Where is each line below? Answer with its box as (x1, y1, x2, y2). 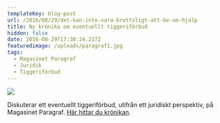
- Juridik (13, 62, 42, 69)
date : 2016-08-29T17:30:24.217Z (7, 36, 101, 43)
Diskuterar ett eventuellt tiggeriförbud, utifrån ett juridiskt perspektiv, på (7, 100, 214, 108)
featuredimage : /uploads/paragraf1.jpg (7, 42, 123, 49)
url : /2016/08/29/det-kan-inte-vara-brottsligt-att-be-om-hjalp (7, 17, 198, 24)
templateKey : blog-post (7, 10, 77, 17)
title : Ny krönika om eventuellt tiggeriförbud (7, 23, 148, 30)
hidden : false (7, 29, 49, 37)
